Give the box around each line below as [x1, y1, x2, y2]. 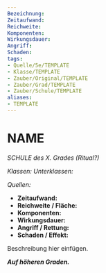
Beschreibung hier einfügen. [7, 244, 89, 252]
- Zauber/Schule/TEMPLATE [7, 88, 82, 94]
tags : [7, 56, 23, 63]
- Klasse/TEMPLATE [7, 68, 60, 75]
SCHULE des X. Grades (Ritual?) [7, 154, 100, 162]
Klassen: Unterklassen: [7, 167, 73, 175]
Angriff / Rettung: [17, 223, 69, 231]
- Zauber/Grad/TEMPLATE [7, 81, 76, 88]
